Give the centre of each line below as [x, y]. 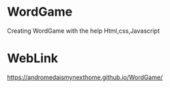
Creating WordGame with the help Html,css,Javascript [84, 31]
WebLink [33, 58]
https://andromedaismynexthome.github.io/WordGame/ [85, 77]
